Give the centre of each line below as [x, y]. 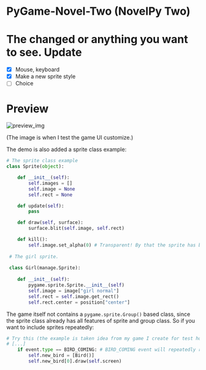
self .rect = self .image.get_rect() [74, 296]
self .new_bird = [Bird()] [62, 356]
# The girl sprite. [34, 256]
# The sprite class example [42, 161]
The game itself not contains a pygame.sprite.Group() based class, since [98, 314]
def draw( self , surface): [51, 222]
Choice [24, 84]
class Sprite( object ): [35, 167]
